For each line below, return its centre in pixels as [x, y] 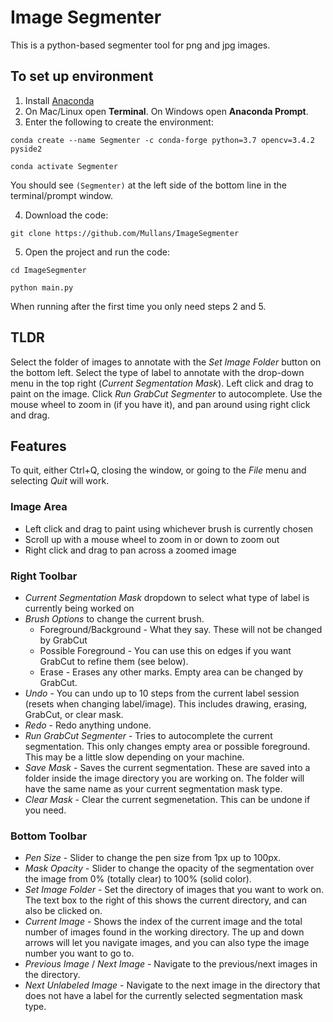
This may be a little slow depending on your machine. [134, 757]
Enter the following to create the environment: [119, 122]
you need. [45, 810]
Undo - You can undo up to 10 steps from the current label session [162, 693]
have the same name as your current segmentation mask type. [153, 788]
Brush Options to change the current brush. [114, 618]
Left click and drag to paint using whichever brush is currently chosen [169, 528]
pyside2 [26, 149]
